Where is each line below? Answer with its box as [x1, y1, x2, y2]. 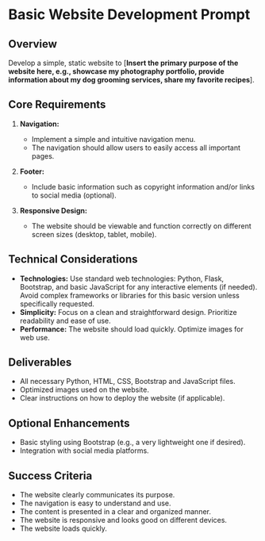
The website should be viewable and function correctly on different [31, 221, 252, 231]
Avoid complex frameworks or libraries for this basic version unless [19, 290, 240, 300]
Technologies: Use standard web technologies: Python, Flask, [19, 274, 225, 283]
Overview [8, 37, 58, 51]
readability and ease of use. [19, 316, 111, 325]
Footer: [19, 167, 45, 176]
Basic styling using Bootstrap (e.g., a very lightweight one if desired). [19, 438, 246, 447]
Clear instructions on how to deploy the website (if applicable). [19, 393, 225, 403]
